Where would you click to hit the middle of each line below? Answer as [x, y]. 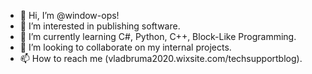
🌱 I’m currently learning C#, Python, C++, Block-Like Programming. [158, 36]
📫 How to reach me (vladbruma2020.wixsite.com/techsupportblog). [161, 58]
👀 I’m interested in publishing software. [100, 26]
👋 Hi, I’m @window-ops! [69, 15]
